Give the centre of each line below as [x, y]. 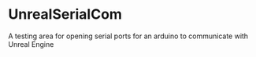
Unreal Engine [31, 44]
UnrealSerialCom [65, 14]
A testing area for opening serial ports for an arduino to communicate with [128, 36]
